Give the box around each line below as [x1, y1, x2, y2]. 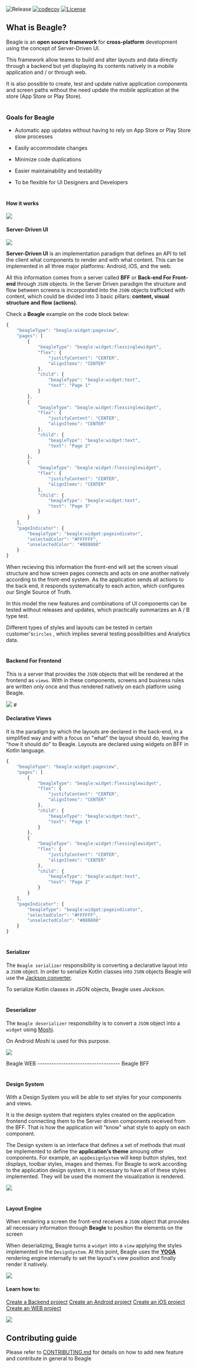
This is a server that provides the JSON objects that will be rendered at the [6, 670, 183, 678]
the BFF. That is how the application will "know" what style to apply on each [6, 1124, 190, 1131]
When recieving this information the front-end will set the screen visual [6, 564, 178, 570]
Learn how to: [6, 1285, 41, 1292]
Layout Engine [6, 1205, 42, 1212]
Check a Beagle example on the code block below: [6, 311, 129, 318]
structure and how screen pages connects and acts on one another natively [6, 570, 190, 576]
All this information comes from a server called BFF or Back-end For [6, 274, 172, 281]
